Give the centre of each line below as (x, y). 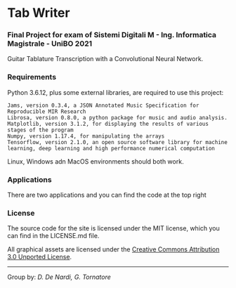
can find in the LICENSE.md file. (53, 236)
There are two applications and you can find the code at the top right (107, 195)
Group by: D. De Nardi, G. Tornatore (59, 277)
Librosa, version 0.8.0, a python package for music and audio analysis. (118, 117)
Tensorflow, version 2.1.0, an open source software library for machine (118, 142)
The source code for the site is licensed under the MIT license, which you (113, 228)
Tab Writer (39, 13)
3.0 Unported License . (40, 257)
